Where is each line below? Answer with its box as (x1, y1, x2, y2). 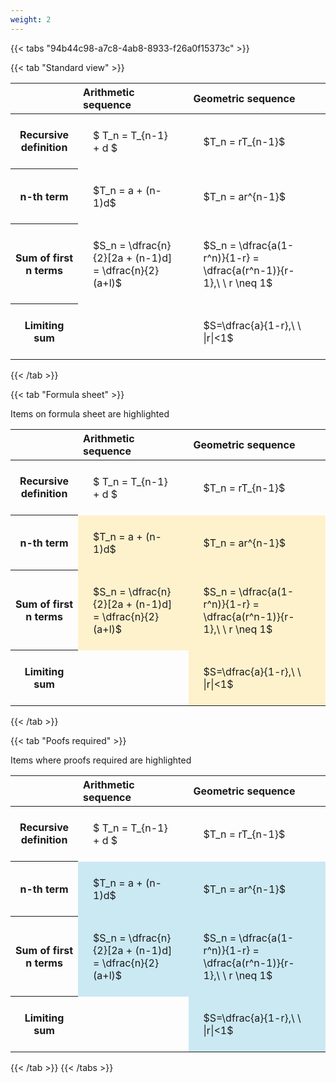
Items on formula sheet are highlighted (10, 407, 170, 420)
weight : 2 (10, 14, 52, 25)
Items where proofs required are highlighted (10, 754, 192, 766)
